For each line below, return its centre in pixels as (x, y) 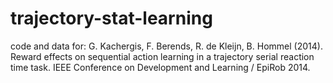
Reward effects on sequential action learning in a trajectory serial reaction (162, 56)
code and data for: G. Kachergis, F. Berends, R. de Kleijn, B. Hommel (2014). (166, 46)
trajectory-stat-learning (111, 18)
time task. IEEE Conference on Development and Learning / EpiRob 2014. (160, 67)
